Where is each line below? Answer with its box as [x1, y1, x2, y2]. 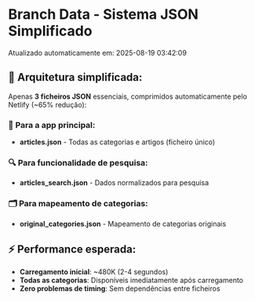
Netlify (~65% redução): [8, 100, 87, 109]
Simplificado [8, 22, 93, 40]
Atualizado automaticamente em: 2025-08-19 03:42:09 [8, 48, 187, 57]
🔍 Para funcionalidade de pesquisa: [8, 157, 148, 168]
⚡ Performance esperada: [8, 243, 137, 256]
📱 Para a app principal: [8, 119, 96, 130]
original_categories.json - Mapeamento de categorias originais [19, 219, 227, 228]
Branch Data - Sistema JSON [8, 5, 199, 24]
